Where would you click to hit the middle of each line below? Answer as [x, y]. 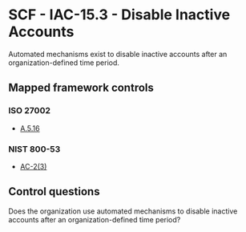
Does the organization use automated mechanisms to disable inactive [123, 211]
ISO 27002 [29, 111]
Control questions [54, 191]
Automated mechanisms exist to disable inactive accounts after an [118, 54]
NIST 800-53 [34, 149]
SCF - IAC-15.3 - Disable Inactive [119, 15]
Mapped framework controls [81, 88]
